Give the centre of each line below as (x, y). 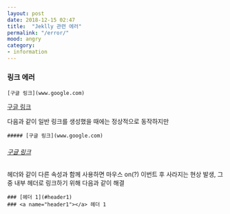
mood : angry (24, 39)
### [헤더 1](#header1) (40, 197)
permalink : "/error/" (38, 33)
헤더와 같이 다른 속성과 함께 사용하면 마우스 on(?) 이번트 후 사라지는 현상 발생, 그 (115, 174)
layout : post (26, 13)
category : (21, 45)
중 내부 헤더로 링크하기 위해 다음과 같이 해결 (66, 183)
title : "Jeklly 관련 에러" (44, 26)
